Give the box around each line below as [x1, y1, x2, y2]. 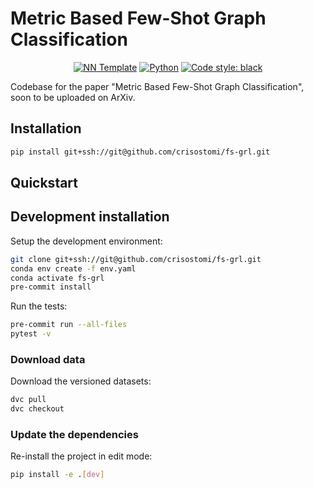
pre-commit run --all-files [10, 320, 128, 330]
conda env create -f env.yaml [10, 263, 137, 274]
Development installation [10, 208, 170, 226]
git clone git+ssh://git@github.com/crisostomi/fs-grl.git [10, 254, 262, 264]
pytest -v [10, 329, 52, 339]
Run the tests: [10, 300, 68, 312]
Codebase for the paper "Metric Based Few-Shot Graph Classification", [10, 80, 305, 92]
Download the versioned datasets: [10, 375, 152, 387]
